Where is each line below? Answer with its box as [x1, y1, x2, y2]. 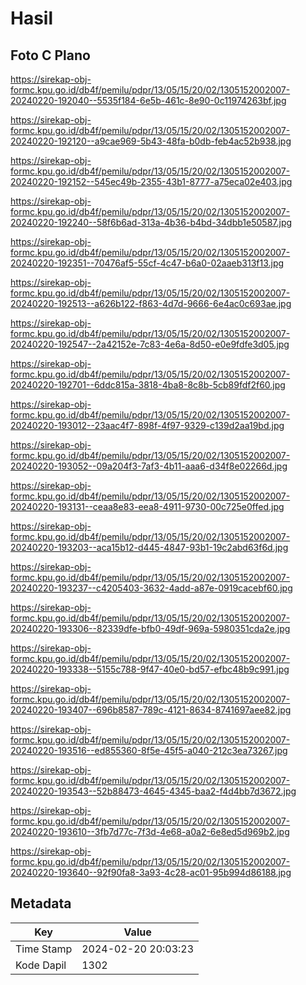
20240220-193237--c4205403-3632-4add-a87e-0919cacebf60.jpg [10, 582, 293, 594]
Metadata [10, 895, 72, 912]
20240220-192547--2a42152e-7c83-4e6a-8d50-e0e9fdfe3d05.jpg [10, 338, 290, 350]
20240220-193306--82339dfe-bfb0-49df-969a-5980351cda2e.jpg [10, 623, 291, 634]
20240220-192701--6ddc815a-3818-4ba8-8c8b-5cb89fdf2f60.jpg [10, 379, 286, 391]
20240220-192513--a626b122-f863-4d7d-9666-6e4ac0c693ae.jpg [10, 298, 292, 309]
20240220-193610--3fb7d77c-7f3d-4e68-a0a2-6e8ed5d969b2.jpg [10, 826, 290, 837]
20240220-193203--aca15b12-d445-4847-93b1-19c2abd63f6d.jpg [10, 542, 289, 553]
